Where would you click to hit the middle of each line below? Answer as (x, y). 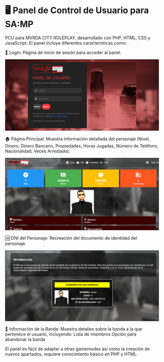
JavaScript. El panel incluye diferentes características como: (66, 43)
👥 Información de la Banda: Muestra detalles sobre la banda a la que (74, 329)
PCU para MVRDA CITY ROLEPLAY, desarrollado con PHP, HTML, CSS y (78, 38)
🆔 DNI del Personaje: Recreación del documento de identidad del (71, 238)
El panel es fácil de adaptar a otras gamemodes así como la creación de (77, 349)
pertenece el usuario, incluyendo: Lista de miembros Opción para (71, 334)
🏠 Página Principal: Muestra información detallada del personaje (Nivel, (78, 139)
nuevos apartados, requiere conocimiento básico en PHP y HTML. (72, 354)
